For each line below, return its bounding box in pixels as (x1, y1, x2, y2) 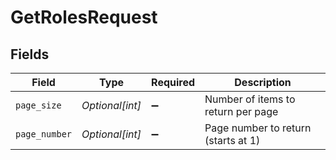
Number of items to (204, 92, 296, 106)
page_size (15, 100, 62, 111)
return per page (204, 105, 279, 118)
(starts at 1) (204, 134, 261, 147)
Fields (10, 46, 50, 63)
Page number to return (204, 121, 312, 135)
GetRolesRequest (10, 6, 158, 29)
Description (234, 76, 292, 89)
